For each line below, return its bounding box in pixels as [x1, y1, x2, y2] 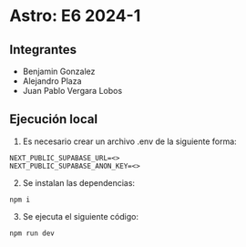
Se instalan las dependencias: [22, 177, 135, 188]
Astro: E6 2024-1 [9, 5, 141, 26]
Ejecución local [9, 111, 98, 128]
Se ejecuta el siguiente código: [22, 211, 139, 221]
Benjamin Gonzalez [22, 66, 96, 77]
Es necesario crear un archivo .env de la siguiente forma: [22, 136, 237, 147]
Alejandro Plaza [22, 76, 82, 87]
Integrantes [9, 42, 77, 57]
